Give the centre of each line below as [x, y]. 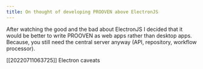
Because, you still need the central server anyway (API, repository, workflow [101, 42]
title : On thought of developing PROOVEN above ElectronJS [82, 12]
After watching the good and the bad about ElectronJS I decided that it [95, 29]
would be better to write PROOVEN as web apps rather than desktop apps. [99, 35]
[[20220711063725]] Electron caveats [53, 60]
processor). [21, 48]
